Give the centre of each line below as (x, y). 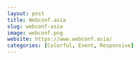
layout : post (26, 13)
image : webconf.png (35, 33)
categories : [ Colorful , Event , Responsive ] (71, 46)
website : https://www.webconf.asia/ (60, 39)
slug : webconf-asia (35, 26)
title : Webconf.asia (37, 20)
